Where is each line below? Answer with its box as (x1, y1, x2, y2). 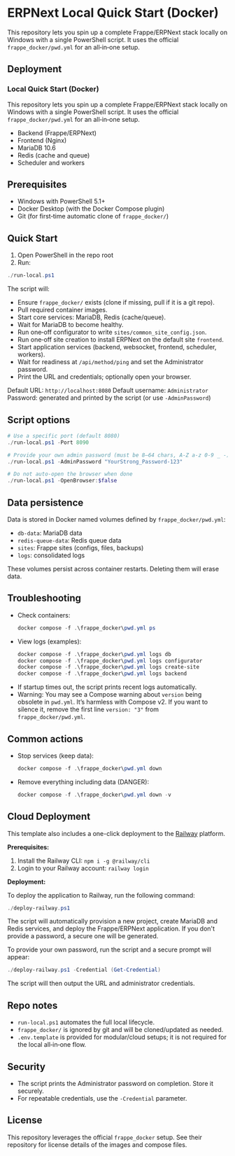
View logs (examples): (17, 637, 82, 646)
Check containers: (17, 611, 71, 619)
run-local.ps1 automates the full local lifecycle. (17, 1018, 155, 1026)
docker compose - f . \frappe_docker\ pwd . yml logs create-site (17, 664, 200, 671)
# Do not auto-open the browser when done (7, 471, 133, 478)
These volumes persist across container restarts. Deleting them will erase (7, 565, 219, 573)
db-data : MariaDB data (17, 529, 83, 537)
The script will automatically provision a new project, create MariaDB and (7, 917, 218, 926)
